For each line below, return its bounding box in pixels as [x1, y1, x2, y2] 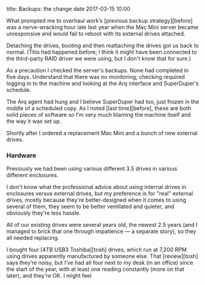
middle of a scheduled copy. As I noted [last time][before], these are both [6, 105, 192, 112]
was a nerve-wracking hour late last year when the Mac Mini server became [6, 24, 199, 31]
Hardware [6, 151, 37, 160]
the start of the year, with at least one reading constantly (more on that [6, 265, 185, 273]
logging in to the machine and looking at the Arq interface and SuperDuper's [6, 80, 199, 87]
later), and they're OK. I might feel [6, 272, 92, 279]
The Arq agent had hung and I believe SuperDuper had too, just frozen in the [6, 98, 199, 105]
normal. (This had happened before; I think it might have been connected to [6, 48, 197, 56]
